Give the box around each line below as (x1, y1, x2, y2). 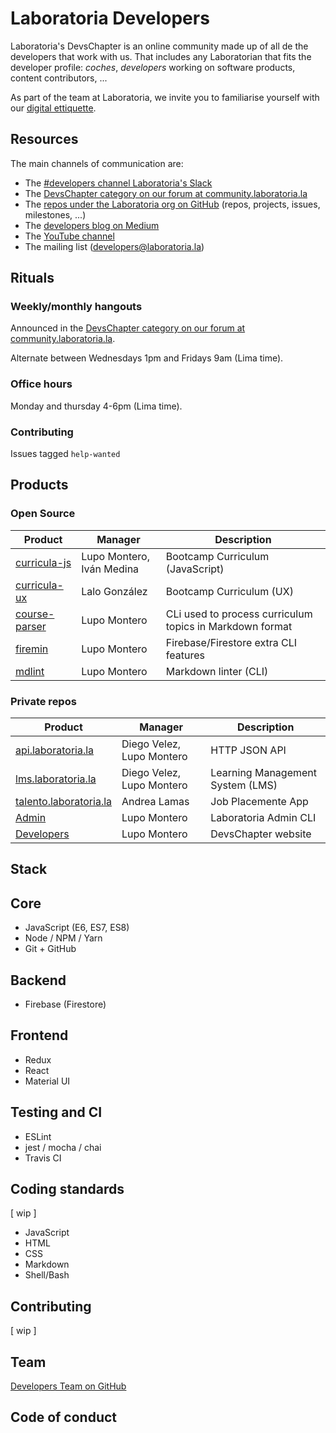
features (165, 648, 205, 662)
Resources (10, 131, 79, 148)
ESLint (24, 1130, 52, 1142)
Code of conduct (10, 1409, 118, 1426)
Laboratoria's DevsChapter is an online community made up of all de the (10, 40, 309, 52)
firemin (15, 642, 49, 656)
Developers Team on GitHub (10, 1380, 127, 1392)
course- (15, 607, 55, 621)
